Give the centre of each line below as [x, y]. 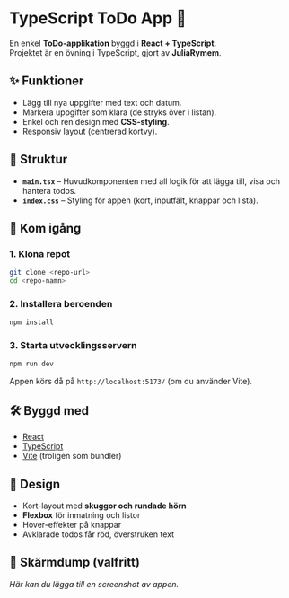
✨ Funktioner [47, 81]
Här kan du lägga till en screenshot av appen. [94, 584]
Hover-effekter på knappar [72, 524]
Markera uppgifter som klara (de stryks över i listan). [119, 112]
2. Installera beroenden [61, 303]
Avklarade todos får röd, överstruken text [98, 534]
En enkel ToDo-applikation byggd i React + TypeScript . [113, 43]
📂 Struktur [39, 159]
